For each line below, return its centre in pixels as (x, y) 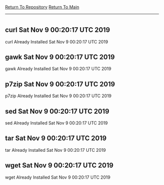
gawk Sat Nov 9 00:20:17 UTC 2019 (60, 57)
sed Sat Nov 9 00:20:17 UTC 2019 (57, 111)
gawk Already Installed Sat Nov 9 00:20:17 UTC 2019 (58, 69)
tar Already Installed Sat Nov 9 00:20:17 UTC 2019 (55, 150)
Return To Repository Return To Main (42, 7)
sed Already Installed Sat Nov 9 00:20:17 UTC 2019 (57, 123)
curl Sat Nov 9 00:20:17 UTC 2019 (58, 30)
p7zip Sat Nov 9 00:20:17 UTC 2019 (60, 84)
